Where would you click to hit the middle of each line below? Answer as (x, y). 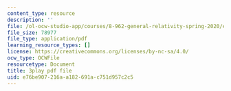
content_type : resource (41, 13)
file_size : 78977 (32, 32)
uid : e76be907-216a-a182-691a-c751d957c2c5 (70, 77)
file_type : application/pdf (47, 39)
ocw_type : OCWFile (33, 58)
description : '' (30, 20)
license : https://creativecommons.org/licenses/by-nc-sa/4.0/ (98, 52)
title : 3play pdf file (40, 70)
